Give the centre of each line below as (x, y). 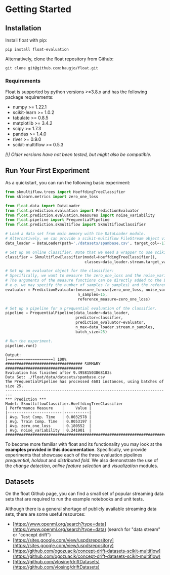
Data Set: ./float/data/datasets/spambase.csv (55, 377)
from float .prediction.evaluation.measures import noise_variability (80, 215)
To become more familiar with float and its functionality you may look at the (84, 444)
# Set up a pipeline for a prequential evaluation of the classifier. (81, 308)
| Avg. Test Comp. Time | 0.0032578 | (49, 417)
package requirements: (30, 97)
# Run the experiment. (29, 341)
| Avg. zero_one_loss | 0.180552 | (49, 426)
